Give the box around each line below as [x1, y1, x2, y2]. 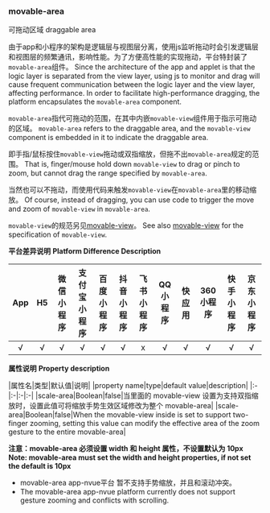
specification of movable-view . [8, 230, 108, 239]
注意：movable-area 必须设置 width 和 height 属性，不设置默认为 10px [8, 444, 243, 453]
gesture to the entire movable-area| [8, 427, 126, 436]
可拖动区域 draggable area [8, 25, 96, 35]
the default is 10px [8, 461, 72, 471]
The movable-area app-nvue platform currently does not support [19, 487, 235, 497]
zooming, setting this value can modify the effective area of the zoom [29, 419, 260, 428]
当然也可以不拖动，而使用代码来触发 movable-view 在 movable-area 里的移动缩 [8, 185, 257, 195]
